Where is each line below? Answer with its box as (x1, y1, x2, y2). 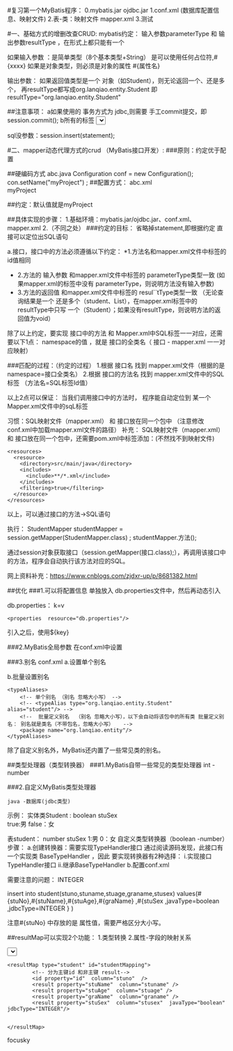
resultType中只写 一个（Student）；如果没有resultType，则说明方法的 (17, 305, 215, 314)
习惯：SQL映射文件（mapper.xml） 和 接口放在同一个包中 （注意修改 (7, 417, 204, 425)
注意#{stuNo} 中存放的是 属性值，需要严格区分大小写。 (7, 919, 165, 926)
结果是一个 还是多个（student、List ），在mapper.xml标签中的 (23, 297, 198, 305)
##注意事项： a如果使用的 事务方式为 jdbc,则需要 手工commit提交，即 (7, 107, 207, 115)
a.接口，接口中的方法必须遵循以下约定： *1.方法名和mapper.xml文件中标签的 (7, 248, 227, 255)
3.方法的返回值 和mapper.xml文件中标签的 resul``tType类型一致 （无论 (17, 288, 218, 296)
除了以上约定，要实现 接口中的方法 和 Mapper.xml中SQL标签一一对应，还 (7, 329, 217, 337)
